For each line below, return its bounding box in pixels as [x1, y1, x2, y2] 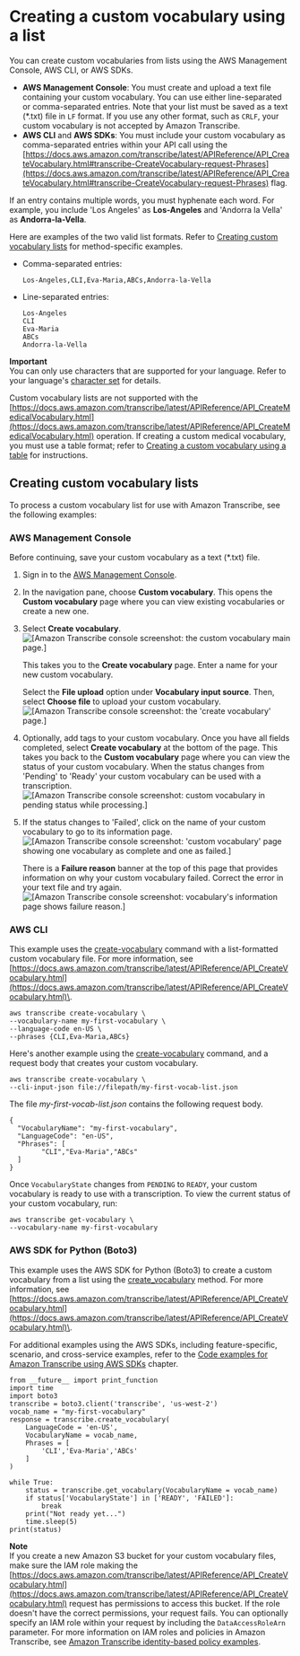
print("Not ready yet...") [25, 1509, 126, 1519]
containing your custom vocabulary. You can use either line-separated [21, 92, 282, 102]
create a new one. [21, 606, 90, 617]
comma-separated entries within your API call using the [21, 139, 228, 150]
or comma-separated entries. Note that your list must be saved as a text [21, 101, 288, 111]
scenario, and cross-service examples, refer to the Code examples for [9, 1349, 269, 1360]
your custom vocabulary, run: [9, 1198, 118, 1209]
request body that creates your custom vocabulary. [9, 1058, 199, 1069]
